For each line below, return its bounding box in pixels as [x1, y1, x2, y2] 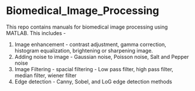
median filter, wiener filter [14, 72, 77, 79]
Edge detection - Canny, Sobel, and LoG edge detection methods [14, 78, 173, 85]
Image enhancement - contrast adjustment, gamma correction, [14, 41, 167, 48]
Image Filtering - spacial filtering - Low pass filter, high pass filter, [14, 65, 174, 72]
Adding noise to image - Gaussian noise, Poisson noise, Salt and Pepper [14, 53, 189, 60]
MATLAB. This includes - [6, 29, 66, 36]
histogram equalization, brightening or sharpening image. [14, 47, 153, 54]
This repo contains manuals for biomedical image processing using [6, 23, 168, 30]
